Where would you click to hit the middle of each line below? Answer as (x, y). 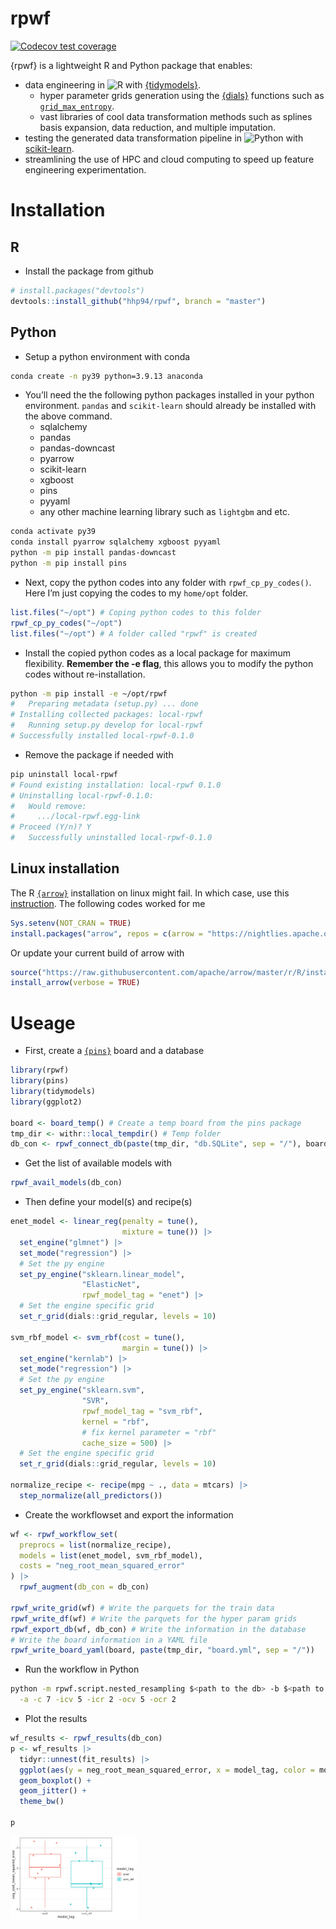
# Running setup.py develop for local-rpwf (106, 725)
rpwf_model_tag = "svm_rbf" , (142, 1411)
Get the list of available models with (98, 1163)
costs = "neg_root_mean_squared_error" (102, 1566)
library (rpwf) (40, 1070)
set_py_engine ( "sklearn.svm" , (82, 1390)
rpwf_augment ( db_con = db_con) (84, 1587)
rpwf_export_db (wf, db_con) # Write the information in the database (158, 1629)
